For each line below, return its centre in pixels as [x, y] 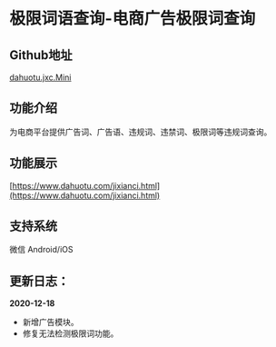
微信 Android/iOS [41, 250]
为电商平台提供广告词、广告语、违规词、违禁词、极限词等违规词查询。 [141, 132]
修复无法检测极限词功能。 [70, 333]
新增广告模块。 [50, 322]
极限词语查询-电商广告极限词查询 [133, 19]
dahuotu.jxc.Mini [40, 77]
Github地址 [41, 55]
